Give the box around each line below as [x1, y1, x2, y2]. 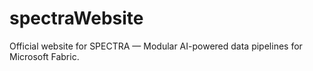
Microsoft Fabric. [9, 50, 80, 62]
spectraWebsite [9, 7, 144, 30]
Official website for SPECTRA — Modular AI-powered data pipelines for [9, 40, 303, 52]
